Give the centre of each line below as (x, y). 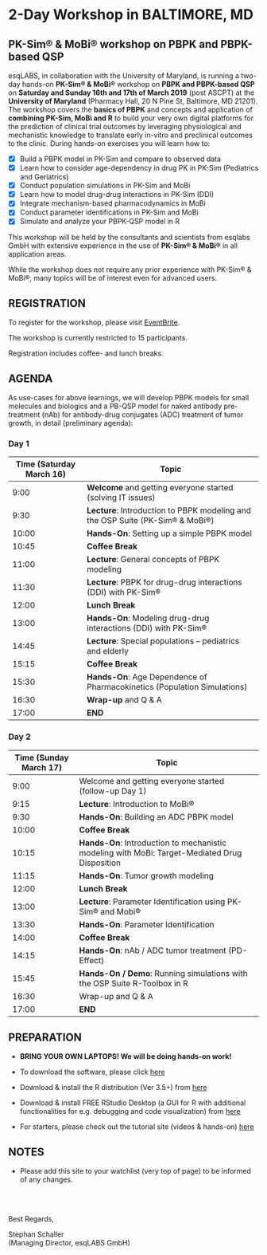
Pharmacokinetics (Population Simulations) (167, 687)
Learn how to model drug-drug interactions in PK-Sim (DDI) (117, 195)
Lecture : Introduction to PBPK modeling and (169, 510)
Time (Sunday (42, 757)
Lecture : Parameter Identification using (152, 901)
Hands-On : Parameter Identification (147, 924)
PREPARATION (45, 1038)
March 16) (45, 474)
